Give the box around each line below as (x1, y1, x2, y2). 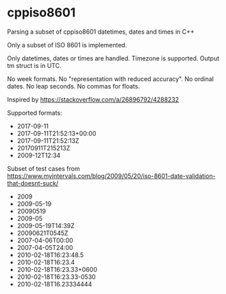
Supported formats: (7, 109, 63, 117)
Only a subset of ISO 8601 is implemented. (7, 41, 127, 49)
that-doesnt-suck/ (7, 179, 59, 187)
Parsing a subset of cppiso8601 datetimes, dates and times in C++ (7, 27, 195, 36)
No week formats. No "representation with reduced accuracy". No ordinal (7, 74, 214, 83)
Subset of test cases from (7, 164, 80, 172)
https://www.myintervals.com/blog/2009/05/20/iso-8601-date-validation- (7, 172, 216, 180)
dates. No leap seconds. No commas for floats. (7, 82, 140, 90)
